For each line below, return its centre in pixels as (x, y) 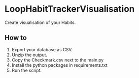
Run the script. (27, 70)
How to (16, 38)
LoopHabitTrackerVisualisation (70, 9)
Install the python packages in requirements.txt (60, 65)
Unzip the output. (29, 55)
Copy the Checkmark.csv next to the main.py (58, 60)
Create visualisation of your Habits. (40, 22)
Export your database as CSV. (42, 49)
